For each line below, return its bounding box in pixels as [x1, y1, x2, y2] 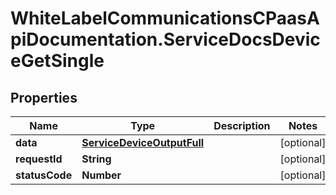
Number [81, 168, 122, 182]
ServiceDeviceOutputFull [81, 136, 205, 149]
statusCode [15, 168, 73, 182]
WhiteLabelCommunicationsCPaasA [10, 7, 320, 30]
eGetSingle [10, 50, 105, 72]
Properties [10, 89, 78, 106]
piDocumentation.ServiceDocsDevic [10, 28, 321, 51]
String [81, 152, 112, 166]
